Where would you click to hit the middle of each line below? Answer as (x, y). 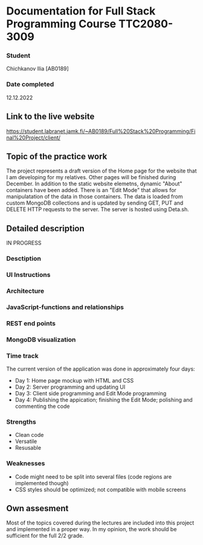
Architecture (25, 291)
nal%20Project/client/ (34, 138)
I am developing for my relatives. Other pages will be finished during (91, 177)
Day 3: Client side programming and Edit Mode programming (91, 394)
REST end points (31, 323)
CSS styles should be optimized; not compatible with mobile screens (100, 489)
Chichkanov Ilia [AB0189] (38, 69)
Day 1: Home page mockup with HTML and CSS (74, 381)
